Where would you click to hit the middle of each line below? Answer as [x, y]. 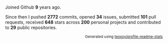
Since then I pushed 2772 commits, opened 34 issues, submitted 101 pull [81, 17]
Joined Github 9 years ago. [33, 7]
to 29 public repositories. [31, 27]
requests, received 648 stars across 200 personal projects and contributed [83, 22]
